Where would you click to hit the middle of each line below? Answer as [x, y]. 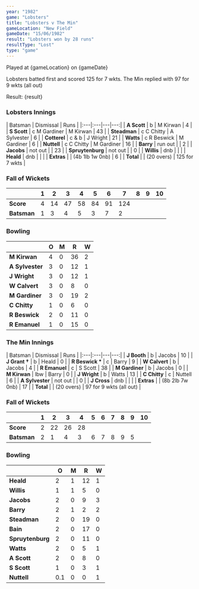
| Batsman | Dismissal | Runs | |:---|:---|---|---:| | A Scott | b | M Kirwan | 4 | [99, 125]
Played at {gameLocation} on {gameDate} [57, 67]
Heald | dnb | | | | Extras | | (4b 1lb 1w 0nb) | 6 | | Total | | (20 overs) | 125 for [100, 157]
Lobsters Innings [31, 112]
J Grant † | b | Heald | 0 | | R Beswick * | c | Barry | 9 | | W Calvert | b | [93, 361]
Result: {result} [24, 96]
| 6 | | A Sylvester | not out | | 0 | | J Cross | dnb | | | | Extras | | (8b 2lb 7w [97, 380]
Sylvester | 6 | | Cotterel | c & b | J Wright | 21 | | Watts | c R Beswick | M [95, 138]
